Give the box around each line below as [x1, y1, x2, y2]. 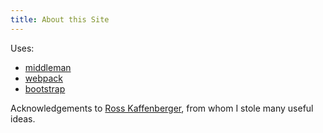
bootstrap [24, 82, 66, 95]
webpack [24, 72, 63, 84]
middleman [24, 61, 72, 73]
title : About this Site [10, 14, 110, 25]
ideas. [10, 112, 36, 125]
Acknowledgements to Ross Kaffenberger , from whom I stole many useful [10, 102, 314, 114]
